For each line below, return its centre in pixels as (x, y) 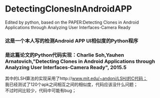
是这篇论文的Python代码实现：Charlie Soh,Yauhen (65, 55)
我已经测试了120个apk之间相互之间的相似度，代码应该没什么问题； (72, 84)
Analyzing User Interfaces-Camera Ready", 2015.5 (66, 67)
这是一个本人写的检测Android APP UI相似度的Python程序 (72, 41)
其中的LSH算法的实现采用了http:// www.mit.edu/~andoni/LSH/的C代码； (76, 79)
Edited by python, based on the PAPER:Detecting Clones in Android (72, 22)
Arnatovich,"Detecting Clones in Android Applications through (80, 61)
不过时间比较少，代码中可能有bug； (41, 91)
